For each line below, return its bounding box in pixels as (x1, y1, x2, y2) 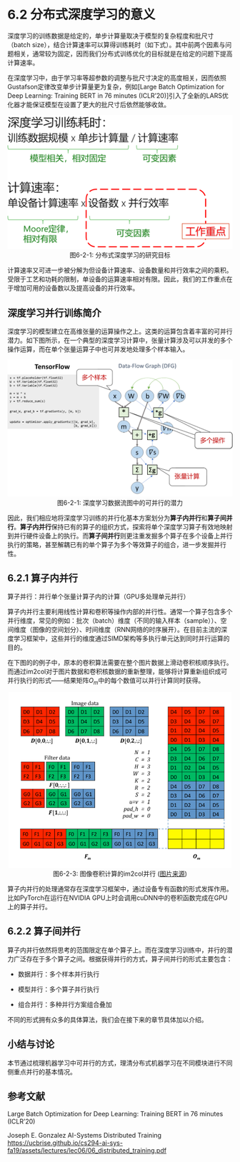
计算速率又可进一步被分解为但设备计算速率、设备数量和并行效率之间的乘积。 (7, 266, 233, 275)
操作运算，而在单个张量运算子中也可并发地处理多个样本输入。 (7, 344, 189, 354)
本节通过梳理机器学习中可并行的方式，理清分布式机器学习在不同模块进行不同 (7, 1058, 233, 1067)
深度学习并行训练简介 (7, 306, 101, 319)
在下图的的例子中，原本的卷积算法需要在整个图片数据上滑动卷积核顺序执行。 (7, 658, 233, 667)
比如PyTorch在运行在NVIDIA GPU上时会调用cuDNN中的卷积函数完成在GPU (7, 893, 228, 902)
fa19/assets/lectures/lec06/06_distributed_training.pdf (7, 1146, 166, 1155)
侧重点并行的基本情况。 (7, 1067, 76, 1076)
